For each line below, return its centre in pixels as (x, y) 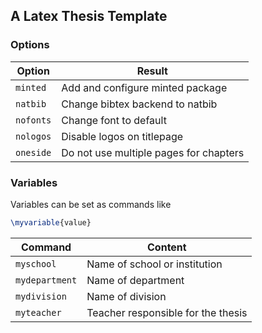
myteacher (38, 312)
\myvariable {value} (51, 222)
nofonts (33, 120)
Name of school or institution (154, 264)
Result (152, 71)
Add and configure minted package (144, 87)
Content (167, 247)
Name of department (135, 280)
